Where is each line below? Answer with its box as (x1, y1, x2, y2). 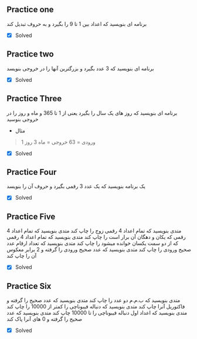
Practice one (6, 5, 55, 15)
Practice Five (6, 211, 56, 221)
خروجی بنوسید (6, 115, 39, 122)
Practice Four (6, 167, 57, 177)
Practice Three (6, 94, 62, 104)
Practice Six (6, 281, 52, 291)
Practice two (6, 49, 55, 59)
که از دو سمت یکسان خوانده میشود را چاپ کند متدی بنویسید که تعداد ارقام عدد (6, 240, 178, 247)
